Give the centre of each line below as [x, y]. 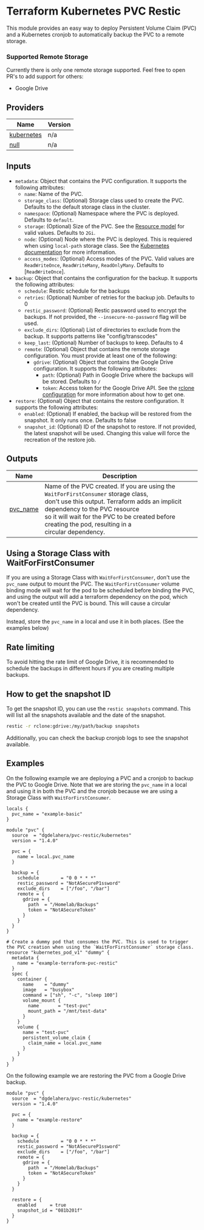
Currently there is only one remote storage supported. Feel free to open [96, 70]
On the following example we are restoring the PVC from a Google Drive [96, 1075]
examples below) [28, 628]
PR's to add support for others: [45, 77]
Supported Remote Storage [47, 57]
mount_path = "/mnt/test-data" [68, 1011]
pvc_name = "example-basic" [47, 814]
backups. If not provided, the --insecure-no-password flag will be [105, 316]
